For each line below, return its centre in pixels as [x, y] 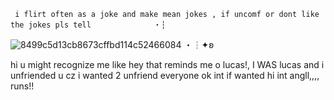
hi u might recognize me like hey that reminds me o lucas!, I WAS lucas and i [167, 64]
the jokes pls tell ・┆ [88, 25]
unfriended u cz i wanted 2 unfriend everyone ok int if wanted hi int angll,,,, [165, 75]
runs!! [22, 86]
